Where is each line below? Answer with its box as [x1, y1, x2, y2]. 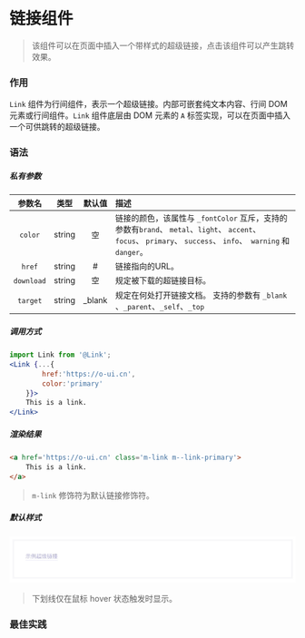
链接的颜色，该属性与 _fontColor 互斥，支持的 [114, 212, 288, 223]
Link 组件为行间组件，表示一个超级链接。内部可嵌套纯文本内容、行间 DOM [9, 99, 288, 110]
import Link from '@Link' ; [9, 350, 112, 359]
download [13, 276, 47, 286]
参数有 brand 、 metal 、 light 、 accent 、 [114, 223, 261, 234]
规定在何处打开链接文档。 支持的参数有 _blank [114, 290, 288, 300]
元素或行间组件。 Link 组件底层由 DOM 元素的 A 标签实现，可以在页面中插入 [9, 110, 290, 121]
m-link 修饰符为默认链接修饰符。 [31, 489, 154, 500]
